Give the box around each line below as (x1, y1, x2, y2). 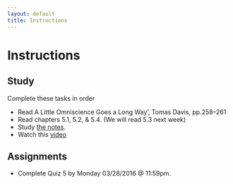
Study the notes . (17, 123, 66, 131)
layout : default (7, 10, 55, 18)
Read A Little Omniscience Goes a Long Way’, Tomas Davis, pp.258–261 (17, 107, 227, 116)
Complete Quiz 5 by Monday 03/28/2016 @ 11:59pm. (17, 169, 172, 178)
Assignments (7, 150, 68, 162)
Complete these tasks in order (7, 94, 95, 102)
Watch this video (17, 130, 67, 138)
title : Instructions (7, 17, 68, 24)
